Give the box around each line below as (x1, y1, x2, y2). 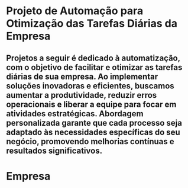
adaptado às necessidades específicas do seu (6, 127, 180, 137)
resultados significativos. (6, 145, 102, 155)
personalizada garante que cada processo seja (6, 117, 182, 128)
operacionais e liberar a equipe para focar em (6, 99, 177, 109)
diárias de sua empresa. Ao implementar (6, 71, 158, 81)
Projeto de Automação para (6, 4, 144, 18)
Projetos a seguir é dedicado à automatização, (6, 53, 180, 63)
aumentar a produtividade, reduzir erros (6, 90, 157, 100)
